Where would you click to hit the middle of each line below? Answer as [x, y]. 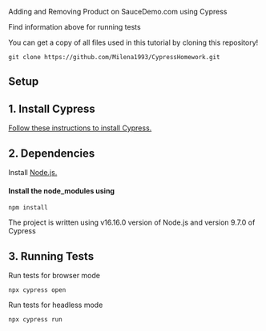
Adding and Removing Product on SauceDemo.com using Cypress [118, 12]
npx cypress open [37, 290]
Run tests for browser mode [54, 276]
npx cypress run [35, 320]
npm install [28, 208]
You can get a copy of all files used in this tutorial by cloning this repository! [133, 42]
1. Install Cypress [52, 108]
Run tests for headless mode [56, 305]
